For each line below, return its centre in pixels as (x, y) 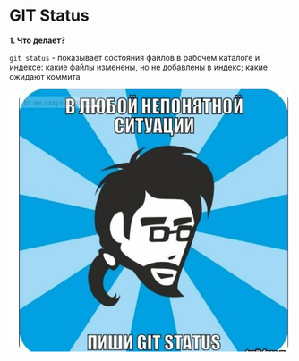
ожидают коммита (45, 76)
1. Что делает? (37, 40)
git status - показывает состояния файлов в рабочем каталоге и (135, 57)
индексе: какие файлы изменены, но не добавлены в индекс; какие (139, 67)
